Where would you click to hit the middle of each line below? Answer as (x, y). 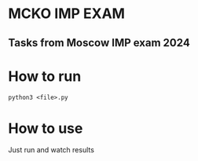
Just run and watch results (51, 150)
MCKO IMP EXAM (67, 14)
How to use (46, 128)
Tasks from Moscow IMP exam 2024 (99, 43)
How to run (45, 76)
